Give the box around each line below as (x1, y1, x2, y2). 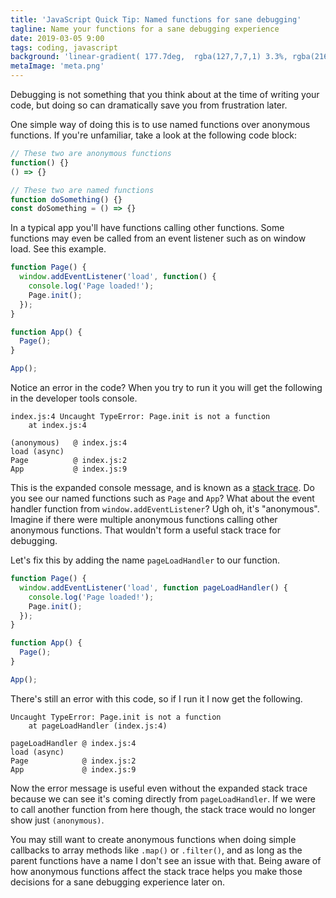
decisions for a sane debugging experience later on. (10, 876, 225, 888)
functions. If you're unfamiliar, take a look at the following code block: (10, 129, 298, 141)
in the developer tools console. (10, 392, 138, 404)
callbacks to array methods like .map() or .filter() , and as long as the (10, 844, 303, 856)
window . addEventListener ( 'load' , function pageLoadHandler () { (19, 582, 288, 593)
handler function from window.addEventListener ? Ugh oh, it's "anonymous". (10, 503, 320, 515)
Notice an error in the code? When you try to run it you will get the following (10, 382, 323, 393)
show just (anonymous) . (10, 814, 105, 826)
